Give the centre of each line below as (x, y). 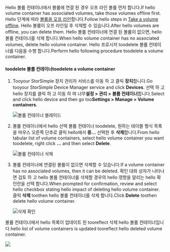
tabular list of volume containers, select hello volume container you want (88, 138)
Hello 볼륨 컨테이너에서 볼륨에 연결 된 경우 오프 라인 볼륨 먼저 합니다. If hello (80, 7)
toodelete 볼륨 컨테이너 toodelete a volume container (60, 69)
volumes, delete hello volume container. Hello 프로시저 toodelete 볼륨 (77, 44)
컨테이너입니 (152, 223)
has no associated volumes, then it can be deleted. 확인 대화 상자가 (82, 171)
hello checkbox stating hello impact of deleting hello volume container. (86, 190)
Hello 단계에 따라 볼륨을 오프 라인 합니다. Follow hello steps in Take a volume (82, 19)
